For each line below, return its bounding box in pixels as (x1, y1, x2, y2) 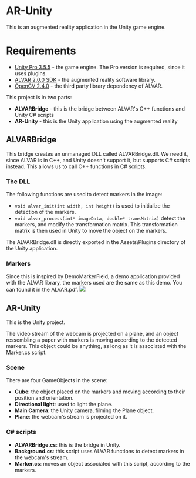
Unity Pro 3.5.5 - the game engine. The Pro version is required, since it (14, 63, 185, 71)
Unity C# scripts (14, 111, 55, 118)
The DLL (6, 178, 31, 186)
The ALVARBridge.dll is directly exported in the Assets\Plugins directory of (6, 238, 186, 245)
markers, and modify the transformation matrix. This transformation (14, 220, 178, 228)
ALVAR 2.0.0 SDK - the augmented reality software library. (14, 76, 156, 83)
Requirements (6, 44, 76, 58)
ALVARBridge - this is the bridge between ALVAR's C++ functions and (14, 105, 185, 112)
